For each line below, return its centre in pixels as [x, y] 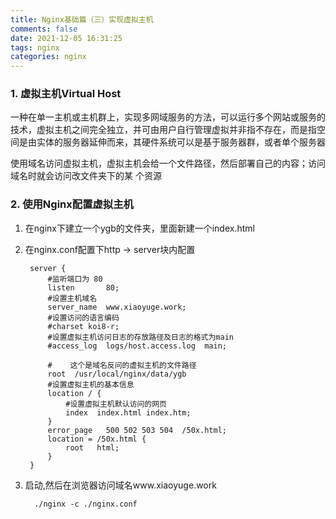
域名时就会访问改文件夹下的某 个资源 [86, 176]
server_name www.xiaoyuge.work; [117, 307]
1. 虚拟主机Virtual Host [66, 94]
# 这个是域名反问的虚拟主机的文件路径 [122, 365]
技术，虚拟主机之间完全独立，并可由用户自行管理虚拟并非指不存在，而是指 [163, 130]
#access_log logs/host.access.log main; [137, 346]
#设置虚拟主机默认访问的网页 [116, 404]
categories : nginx [48, 57]
